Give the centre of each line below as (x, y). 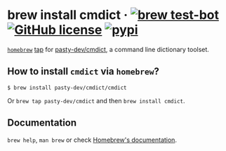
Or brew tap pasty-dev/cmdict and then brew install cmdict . (96, 100)
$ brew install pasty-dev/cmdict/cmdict (67, 88)
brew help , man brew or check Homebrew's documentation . (92, 140)
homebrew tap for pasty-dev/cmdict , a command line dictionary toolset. (108, 49)
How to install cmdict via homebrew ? (83, 71)
